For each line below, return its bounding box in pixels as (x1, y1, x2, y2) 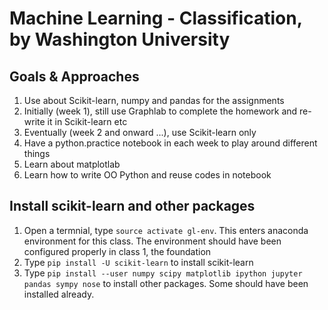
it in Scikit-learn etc (47, 116, 128, 127)
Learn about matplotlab (23, 158, 121, 170)
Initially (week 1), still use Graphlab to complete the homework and (23, 105, 298, 117)
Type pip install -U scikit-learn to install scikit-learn (23, 256, 254, 268)
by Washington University (9, 28, 231, 51)
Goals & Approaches (9, 68, 140, 85)
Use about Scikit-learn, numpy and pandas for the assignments (23, 95, 285, 106)
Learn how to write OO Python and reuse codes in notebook (23, 169, 272, 181)
